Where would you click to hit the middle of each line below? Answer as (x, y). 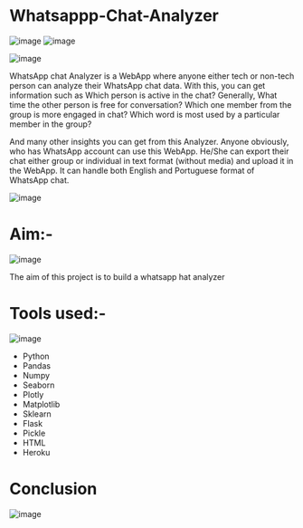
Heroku (36, 452)
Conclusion (53, 489)
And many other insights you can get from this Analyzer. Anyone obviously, (149, 141)
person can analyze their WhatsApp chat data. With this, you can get (137, 85)
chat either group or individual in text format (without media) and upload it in (151, 160)
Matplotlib (41, 404)
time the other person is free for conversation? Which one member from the (151, 104)
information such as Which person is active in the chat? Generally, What (143, 95)
